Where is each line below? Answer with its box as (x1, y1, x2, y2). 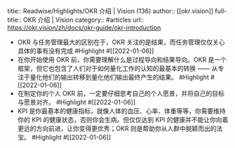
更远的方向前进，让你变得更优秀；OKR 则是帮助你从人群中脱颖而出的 (17, 124, 217, 133)
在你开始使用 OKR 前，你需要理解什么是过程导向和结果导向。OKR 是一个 (17, 55, 227, 64)
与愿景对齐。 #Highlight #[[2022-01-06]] (17, 98, 136, 106)
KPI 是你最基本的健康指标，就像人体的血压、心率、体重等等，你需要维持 (17, 107, 226, 115)
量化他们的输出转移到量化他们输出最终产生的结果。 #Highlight (29, 73, 209, 81)
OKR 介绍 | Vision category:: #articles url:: (23, 15, 145, 24)
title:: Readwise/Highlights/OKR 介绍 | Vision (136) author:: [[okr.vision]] (7, 7, 214, 15)
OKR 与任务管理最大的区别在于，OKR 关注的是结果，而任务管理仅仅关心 (17, 38, 225, 46)
